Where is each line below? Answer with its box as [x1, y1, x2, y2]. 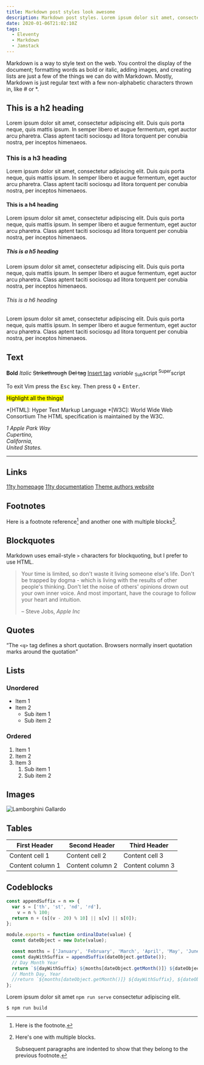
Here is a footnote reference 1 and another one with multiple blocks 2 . [6, 517, 177, 525]
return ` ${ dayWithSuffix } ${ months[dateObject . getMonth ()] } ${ [12, 965, 175, 971]
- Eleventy [12, 32, 39, 38]
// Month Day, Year [12, 971, 61, 977]
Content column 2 [66, 861, 118, 870]
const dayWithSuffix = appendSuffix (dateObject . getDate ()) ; [12, 954, 167, 960]
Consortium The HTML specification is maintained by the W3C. [6, 412, 165, 420]
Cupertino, [6, 431, 33, 438]
